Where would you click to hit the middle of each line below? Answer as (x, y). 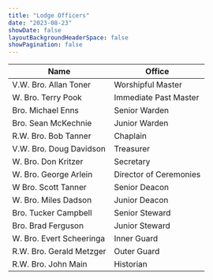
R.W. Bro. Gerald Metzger (59, 252)
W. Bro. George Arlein (52, 174)
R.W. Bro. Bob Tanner (52, 136)
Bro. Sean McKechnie (52, 123)
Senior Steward (142, 213)
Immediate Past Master (157, 98)
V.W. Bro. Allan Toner (52, 85)
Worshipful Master (148, 85)
